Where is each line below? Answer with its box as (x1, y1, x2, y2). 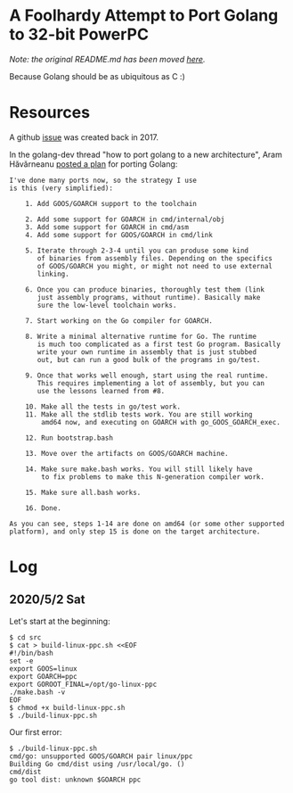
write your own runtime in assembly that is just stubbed (37, 347, 256, 357)
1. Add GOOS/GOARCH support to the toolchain (25, 199, 198, 208)
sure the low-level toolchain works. (37, 301, 177, 310)
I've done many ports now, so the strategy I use (9, 176, 198, 185)
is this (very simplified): (9, 184, 114, 193)
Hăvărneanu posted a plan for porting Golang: (9, 158, 178, 169)
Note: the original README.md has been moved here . (9, 54, 206, 64)
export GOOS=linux (9, 664, 77, 673)
